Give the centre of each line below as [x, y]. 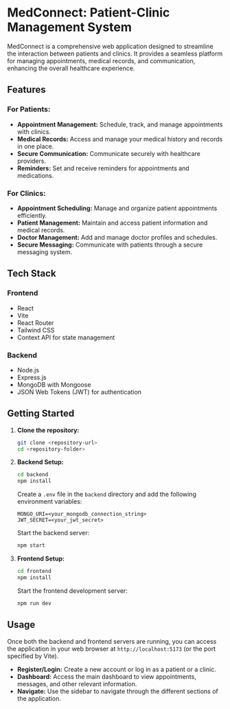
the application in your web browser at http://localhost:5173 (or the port [112, 649]
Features [26, 90]
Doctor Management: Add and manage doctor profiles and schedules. [117, 237]
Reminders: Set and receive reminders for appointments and [103, 168]
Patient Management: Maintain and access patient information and [112, 223]
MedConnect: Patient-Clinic [89, 13]
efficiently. [32, 215]
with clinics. [34, 131]
